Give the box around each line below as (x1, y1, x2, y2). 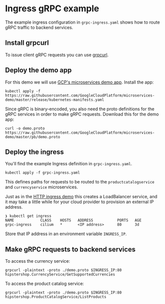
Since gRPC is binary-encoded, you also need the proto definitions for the (5, 106, 155, 112)
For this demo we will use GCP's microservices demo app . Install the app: (5, 79, 154, 85)
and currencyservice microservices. (5, 184, 78, 190)
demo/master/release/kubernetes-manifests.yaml (5, 97, 105, 102)
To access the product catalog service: (5, 281, 84, 287)
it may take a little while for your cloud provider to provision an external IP (5, 199, 154, 205)
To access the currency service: (5, 258, 70, 264)
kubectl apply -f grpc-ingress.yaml (5, 170, 80, 175)
